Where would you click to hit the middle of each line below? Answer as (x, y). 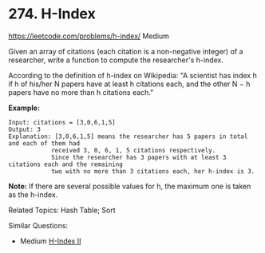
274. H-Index (52, 14)
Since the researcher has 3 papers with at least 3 (138, 157)
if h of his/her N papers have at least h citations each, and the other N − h (129, 84)
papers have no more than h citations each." (81, 92)
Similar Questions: (38, 225)
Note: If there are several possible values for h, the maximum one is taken (130, 186)
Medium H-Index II (50, 241)
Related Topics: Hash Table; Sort (62, 210)
